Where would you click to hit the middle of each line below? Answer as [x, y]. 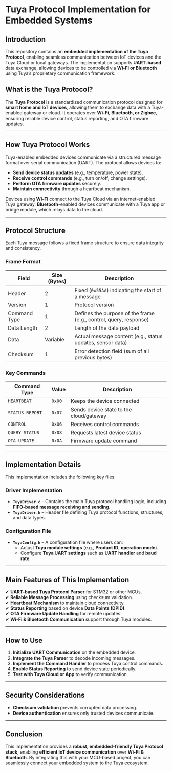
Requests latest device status [106, 433]
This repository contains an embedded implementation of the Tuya [77, 52]
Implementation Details [43, 465]
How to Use [24, 640]
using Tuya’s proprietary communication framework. [60, 73]
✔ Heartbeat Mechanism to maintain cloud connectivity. [65, 603]
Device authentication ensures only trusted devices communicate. [83, 713]
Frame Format [23, 262]
